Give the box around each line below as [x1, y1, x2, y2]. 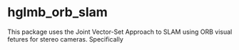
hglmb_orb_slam [7, 4, 108, 20]
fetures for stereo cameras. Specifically [7, 35, 123, 43]
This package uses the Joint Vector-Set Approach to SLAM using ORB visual [7, 27, 233, 36]
